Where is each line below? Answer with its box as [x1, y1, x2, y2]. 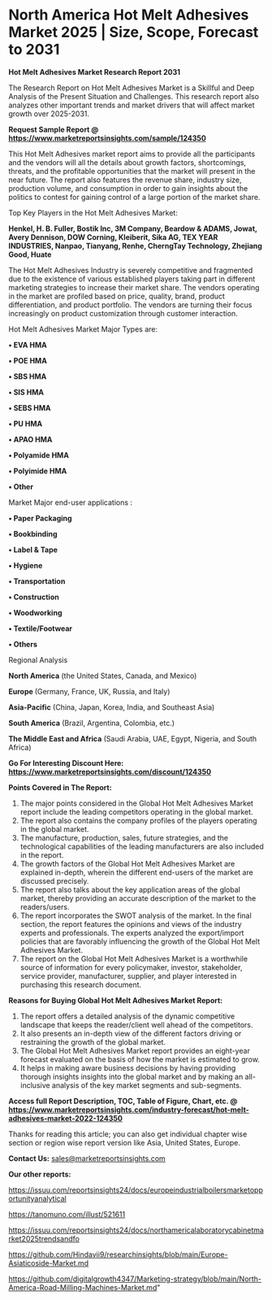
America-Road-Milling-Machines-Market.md [8, 1282, 158, 1292]
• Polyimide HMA [8, 466, 67, 476]
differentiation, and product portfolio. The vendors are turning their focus [8, 299, 253, 310]
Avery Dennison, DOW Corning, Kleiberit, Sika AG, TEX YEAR [8, 232, 218, 241]
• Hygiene [8, 560, 43, 570]
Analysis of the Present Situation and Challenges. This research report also [8, 91, 260, 101]
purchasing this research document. [19, 980, 142, 989]
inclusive [19, 1080, 50, 1090]
